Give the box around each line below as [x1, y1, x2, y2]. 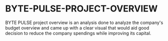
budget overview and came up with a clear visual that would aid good [5, 24, 149, 30]
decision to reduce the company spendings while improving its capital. [5, 30, 152, 36]
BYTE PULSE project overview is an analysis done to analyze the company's [5, 19, 163, 25]
